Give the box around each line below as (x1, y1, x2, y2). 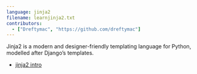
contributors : (6, 20, 43, 26)
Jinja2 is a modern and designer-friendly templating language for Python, (6, 43, 191, 50)
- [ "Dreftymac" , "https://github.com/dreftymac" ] (12, 26, 141, 32)
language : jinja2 (6, 9, 51, 15)
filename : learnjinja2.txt (6, 15, 75, 21)
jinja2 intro (15, 61, 42, 68)
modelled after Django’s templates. (6, 50, 94, 57)
